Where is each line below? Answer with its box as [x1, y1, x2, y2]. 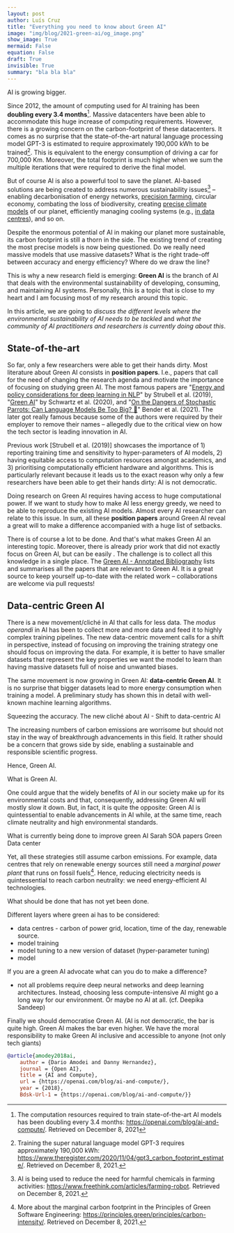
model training [17, 938, 59, 947]
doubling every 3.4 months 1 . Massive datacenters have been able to [7, 109, 205, 119]
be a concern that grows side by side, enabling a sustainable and [7, 741, 194, 749]
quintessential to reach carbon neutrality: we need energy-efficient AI [7, 876, 207, 884]
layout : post [7, 10, 45, 17]
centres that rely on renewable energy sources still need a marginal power [7, 860, 221, 869]
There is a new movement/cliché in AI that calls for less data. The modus [7, 619, 216, 627]
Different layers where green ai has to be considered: [7, 910, 160, 919]
